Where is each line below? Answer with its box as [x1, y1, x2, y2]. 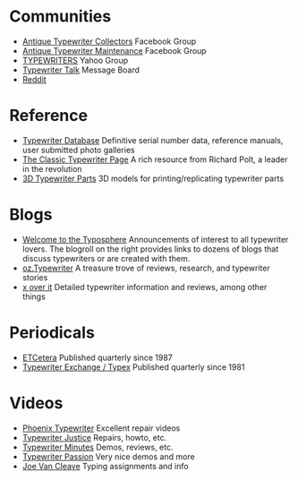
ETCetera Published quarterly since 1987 [21, 352, 173, 363]
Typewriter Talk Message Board [21, 64, 140, 75]
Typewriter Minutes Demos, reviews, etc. [21, 441, 174, 452]
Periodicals [9, 322, 96, 342]
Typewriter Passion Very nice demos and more [21, 450, 195, 462]
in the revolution [21, 163, 82, 174]
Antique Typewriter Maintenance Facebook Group [21, 45, 208, 56]
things [21, 291, 47, 302]
